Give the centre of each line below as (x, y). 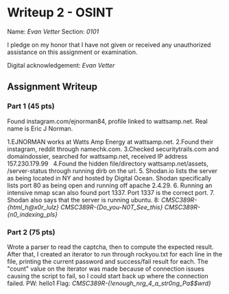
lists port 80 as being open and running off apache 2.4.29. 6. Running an (110, 185)
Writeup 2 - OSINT (60, 13)
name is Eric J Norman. (40, 129)
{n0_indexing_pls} (33, 214)
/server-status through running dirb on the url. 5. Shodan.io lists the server (112, 171)
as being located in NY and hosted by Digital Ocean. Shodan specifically (109, 178)
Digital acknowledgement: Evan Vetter (61, 65)
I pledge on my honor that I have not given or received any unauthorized (109, 44)
